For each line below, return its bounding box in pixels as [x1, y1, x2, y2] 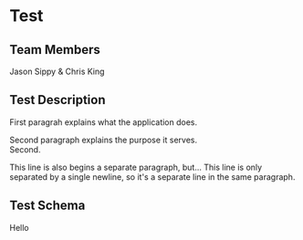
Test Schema [9, 198, 86, 214]
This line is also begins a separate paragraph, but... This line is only [9, 162, 263, 172]
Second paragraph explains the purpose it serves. [9, 134, 198, 145]
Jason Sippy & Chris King [9, 66, 105, 77]
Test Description [9, 92, 107, 108]
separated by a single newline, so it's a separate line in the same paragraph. [9, 171, 296, 183]
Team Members [9, 42, 100, 57]
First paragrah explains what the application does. [9, 116, 198, 128]
